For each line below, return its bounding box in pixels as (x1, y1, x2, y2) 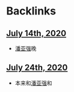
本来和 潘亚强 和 (14, 79, 52, 87)
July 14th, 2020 (6, 28, 67, 38)
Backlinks (6, 4, 57, 18)
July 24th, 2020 (6, 63, 68, 73)
